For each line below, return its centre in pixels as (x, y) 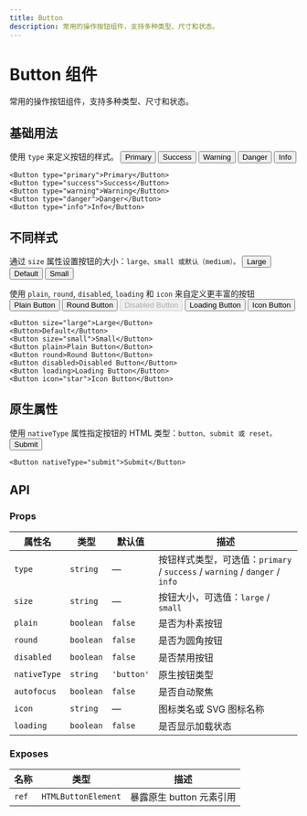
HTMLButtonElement (81, 796)
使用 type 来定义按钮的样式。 (64, 157)
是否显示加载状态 (195, 726)
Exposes (29, 754)
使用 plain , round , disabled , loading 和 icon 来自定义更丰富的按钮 (132, 294)
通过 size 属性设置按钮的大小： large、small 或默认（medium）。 (125, 261)
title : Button (37, 18)
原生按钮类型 (186, 674)
